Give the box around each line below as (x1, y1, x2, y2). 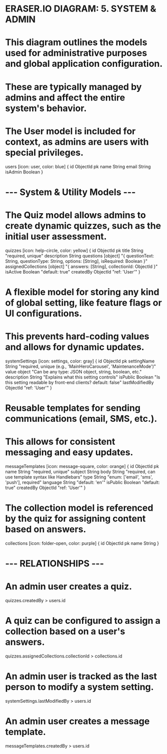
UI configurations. (5, 308, 82, 319)
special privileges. (5, 147, 84, 158)
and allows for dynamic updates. (5, 341, 144, 352)
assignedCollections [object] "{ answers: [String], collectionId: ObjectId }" (5, 263, 158, 269)
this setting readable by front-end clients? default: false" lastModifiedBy (5, 379, 154, 385)
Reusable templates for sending (5, 402, 141, 414)
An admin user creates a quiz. (5, 581, 132, 592)
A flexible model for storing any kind (5, 286, 159, 298)
